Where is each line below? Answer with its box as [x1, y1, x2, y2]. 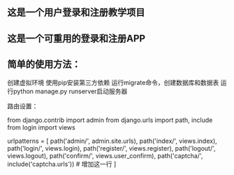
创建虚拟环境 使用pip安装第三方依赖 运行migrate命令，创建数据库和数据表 [7, 78, 219, 86]
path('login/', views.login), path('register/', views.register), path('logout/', [7, 144, 216, 152]
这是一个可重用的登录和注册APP [7, 32, 145, 44]
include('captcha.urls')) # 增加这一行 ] [7, 160, 117, 168]
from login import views [7, 123, 75, 131]
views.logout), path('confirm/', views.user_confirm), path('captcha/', [7, 151, 203, 160]
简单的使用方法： [7, 59, 81, 70]
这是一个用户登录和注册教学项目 [7, 6, 145, 19]
